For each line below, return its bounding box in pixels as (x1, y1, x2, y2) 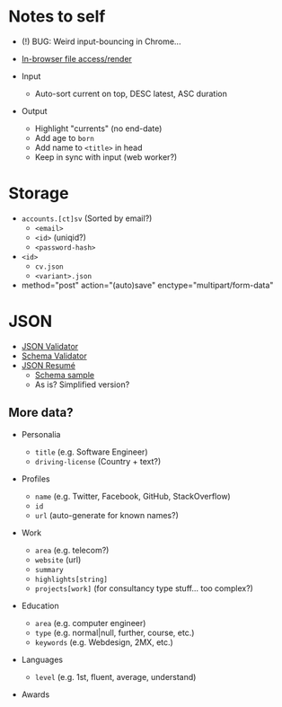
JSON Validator (21, 340, 79, 351)
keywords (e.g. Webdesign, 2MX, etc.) (34, 636, 174, 648)
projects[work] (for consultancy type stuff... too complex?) (34, 582, 253, 594)
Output (21, 105, 48, 116)
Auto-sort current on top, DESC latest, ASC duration (34, 88, 228, 99)
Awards (21, 689, 50, 700)
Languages (21, 654, 64, 665)
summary (34, 565, 64, 574)
